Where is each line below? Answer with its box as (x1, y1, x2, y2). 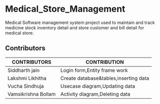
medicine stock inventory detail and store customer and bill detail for (5, 24, 144, 30)
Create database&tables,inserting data (60, 75, 149, 82)
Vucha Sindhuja (7, 83, 44, 89)
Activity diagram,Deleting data (60, 90, 130, 97)
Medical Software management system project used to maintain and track (5, 20, 155, 25)
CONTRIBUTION (85, 59, 124, 65)
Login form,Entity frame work (60, 67, 128, 74)
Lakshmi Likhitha (7, 75, 47, 82)
